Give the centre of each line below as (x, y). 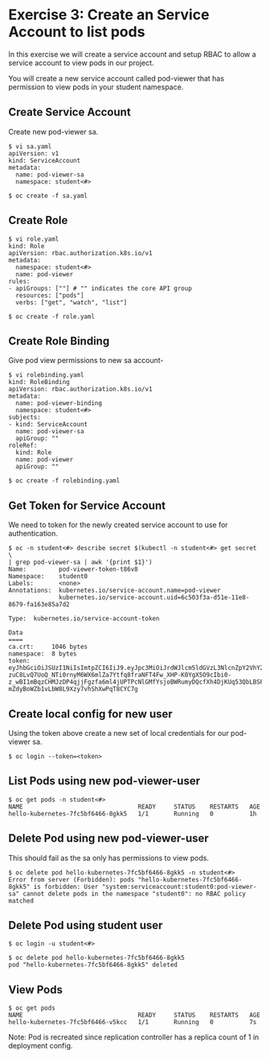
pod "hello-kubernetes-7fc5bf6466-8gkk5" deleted (93, 965)
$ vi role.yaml (34, 239)
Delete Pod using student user (86, 926)
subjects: (25, 417)
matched (21, 901)
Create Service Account (70, 112)
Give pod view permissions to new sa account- (86, 361)
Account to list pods (77, 32)
